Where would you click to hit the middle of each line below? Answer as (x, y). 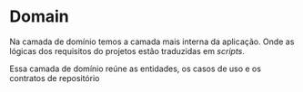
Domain (40, 17)
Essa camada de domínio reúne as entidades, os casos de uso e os (136, 69)
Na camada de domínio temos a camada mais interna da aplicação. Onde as (152, 41)
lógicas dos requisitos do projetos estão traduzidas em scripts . (127, 51)
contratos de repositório (55, 78)
